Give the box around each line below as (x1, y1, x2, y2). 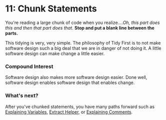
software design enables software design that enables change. (5, 79, 135, 85)
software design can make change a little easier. (5, 50, 105, 56)
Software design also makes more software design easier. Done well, (5, 74, 147, 80)
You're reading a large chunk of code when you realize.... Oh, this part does (5, 19, 160, 25)
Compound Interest (5, 63, 53, 70)
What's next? (5, 92, 38, 99)
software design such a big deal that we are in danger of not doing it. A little (5, 45, 161, 51)
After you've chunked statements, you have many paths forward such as (5, 103, 155, 109)
